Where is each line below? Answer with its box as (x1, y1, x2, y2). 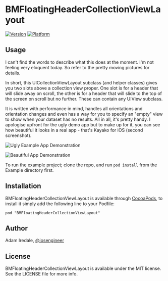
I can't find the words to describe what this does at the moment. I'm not (5, 59, 154, 65)
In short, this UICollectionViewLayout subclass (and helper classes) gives (5, 79, 157, 85)
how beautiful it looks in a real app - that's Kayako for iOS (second (5, 127, 143, 133)
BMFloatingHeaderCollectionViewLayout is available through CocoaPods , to (5, 195, 163, 201)
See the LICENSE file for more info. (5, 271, 78, 277)
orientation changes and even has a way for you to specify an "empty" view (5, 111, 163, 117)
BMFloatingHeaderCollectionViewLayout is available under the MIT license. (5, 265, 161, 271)
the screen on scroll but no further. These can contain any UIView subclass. (5, 96, 163, 102)
